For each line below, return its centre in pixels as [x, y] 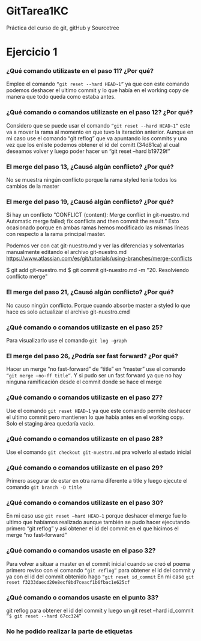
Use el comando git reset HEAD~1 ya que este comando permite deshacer [99, 410]
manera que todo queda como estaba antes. [61, 97]
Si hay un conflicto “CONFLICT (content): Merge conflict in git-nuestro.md [98, 215]
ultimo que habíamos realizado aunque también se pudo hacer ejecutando [98, 522]
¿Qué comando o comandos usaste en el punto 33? [82, 597]
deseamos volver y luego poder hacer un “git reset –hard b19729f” [88, 151]
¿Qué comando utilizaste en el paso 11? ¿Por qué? [80, 71]
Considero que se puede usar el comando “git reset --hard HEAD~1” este [98, 125]
